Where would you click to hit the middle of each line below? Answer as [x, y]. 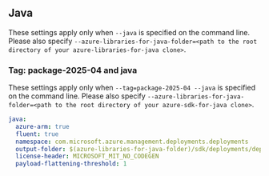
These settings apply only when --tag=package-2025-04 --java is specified [132, 88]
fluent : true [37, 134]
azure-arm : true [42, 126]
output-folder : [41, 149]
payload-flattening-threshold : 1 [71, 164]
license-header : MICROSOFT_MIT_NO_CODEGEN [87, 156]
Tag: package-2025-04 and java [73, 70]
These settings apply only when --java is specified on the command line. [129, 32]
